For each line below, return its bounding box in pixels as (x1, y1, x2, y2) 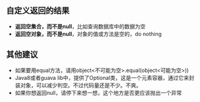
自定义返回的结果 (6, 5, 70, 16)
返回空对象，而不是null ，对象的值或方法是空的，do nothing (14, 30, 162, 37)
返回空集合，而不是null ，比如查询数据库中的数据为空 (14, 23, 146, 30)
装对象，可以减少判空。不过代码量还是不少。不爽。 (14, 82, 142, 89)
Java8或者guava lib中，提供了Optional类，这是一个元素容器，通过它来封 (14, 74, 195, 81)
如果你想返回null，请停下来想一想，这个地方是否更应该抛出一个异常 (14, 89, 182, 96)
